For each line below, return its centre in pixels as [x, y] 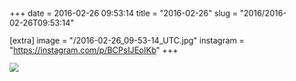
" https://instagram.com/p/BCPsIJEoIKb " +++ [94, 50]
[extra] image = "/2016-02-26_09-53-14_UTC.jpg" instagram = [127, 40]
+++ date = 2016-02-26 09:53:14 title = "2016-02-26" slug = [124, 13]
